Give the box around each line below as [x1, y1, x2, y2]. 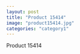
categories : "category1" [6, 25, 69, 32]
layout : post [6, 8, 39, 15]
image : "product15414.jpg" [6, 20, 75, 26]
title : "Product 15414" [6, 14, 67, 20]
